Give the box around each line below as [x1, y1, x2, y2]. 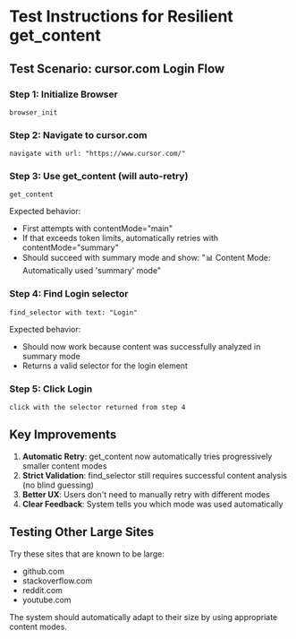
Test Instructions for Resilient [9, 6, 234, 27]
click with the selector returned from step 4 [9, 403, 186, 412]
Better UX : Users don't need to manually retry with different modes [21, 488, 270, 499]
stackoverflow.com [21, 575, 93, 586]
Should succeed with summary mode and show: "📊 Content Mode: [21, 253, 271, 263]
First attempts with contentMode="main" [21, 223, 173, 234]
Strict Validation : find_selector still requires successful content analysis [21, 470, 288, 480]
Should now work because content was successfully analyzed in [21, 341, 261, 351]
